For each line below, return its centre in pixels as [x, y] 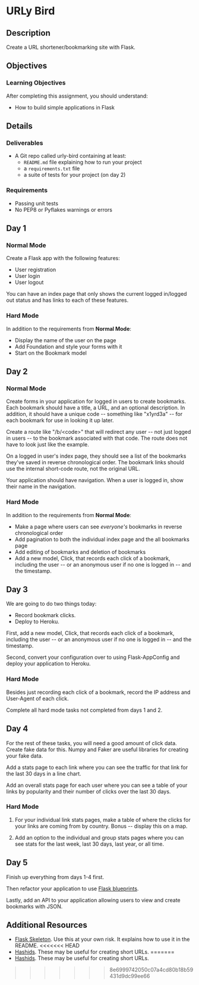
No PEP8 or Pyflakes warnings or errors [64, 209]
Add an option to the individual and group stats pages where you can [99, 837]
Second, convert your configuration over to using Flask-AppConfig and [93, 657]
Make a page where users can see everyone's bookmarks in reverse [98, 526]
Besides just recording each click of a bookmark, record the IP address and [98, 692]
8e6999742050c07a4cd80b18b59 [151, 970]
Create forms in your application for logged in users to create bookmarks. [96, 401]
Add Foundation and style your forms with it [68, 346]
